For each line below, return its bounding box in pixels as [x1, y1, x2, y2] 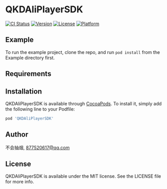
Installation [5, 87, 42, 96]
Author [5, 130, 28, 139]
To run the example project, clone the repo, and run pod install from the [5, 49, 160, 55]
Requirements [5, 69, 51, 78]
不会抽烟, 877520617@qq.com [5, 144, 70, 150]
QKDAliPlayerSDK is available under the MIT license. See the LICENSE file [5, 173, 161, 179]
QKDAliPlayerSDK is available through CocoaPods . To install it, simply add [5, 100, 162, 106]
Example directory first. [5, 54, 55, 61]
